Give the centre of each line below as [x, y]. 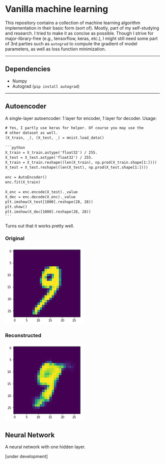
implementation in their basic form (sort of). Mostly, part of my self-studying [82, 28]
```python [15, 147]
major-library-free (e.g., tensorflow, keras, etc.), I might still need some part [82, 38]
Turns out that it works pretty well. [40, 226]
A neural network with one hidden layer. [45, 447]
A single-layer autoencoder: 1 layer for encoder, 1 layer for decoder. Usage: [81, 118]
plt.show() [16, 207]
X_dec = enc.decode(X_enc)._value [41, 197]
